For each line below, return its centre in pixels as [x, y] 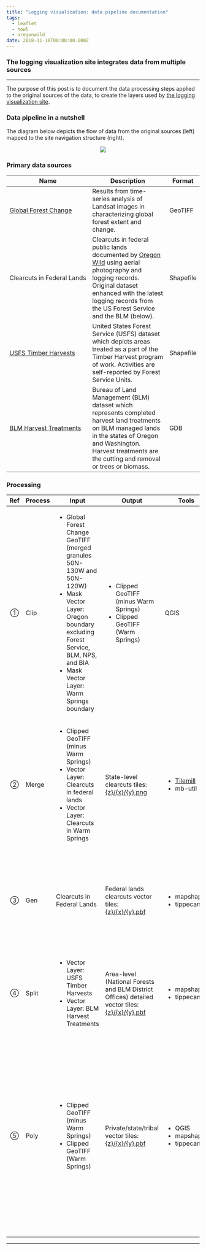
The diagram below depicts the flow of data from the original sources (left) [101, 131]
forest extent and [117, 221]
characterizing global [123, 214]
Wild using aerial [116, 263]
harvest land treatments [127, 420]
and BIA [78, 663]
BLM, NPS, [82, 655]
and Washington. [116, 443]
